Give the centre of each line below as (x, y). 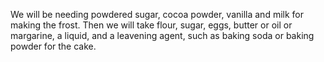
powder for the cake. (53, 46)
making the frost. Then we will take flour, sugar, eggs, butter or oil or (151, 25)
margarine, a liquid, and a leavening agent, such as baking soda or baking (162, 35)
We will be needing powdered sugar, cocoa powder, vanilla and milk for (157, 14)
